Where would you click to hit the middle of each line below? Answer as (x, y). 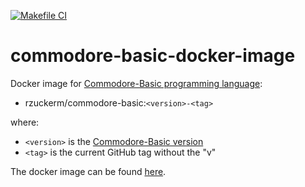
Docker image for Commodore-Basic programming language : (136, 83)
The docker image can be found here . (88, 171)
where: (25, 122)
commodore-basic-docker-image (153, 56)
